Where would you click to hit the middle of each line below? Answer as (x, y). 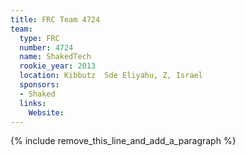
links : (33, 103)
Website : (46, 112)
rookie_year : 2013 (58, 66)
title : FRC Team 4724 (55, 19)
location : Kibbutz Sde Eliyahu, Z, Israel (111, 76)
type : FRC (39, 38)
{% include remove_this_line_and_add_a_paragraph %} (123, 141)
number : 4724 (46, 47)
